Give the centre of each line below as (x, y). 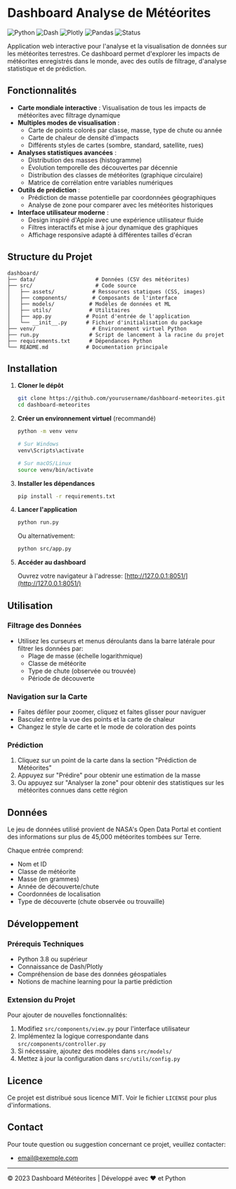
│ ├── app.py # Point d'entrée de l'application (99, 316)
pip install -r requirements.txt (66, 496)
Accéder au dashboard (52, 562)
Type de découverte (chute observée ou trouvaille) (91, 902)
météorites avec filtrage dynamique (69, 115)
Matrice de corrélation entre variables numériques (100, 182)
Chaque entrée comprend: (45, 850)
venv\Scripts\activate (51, 451)
